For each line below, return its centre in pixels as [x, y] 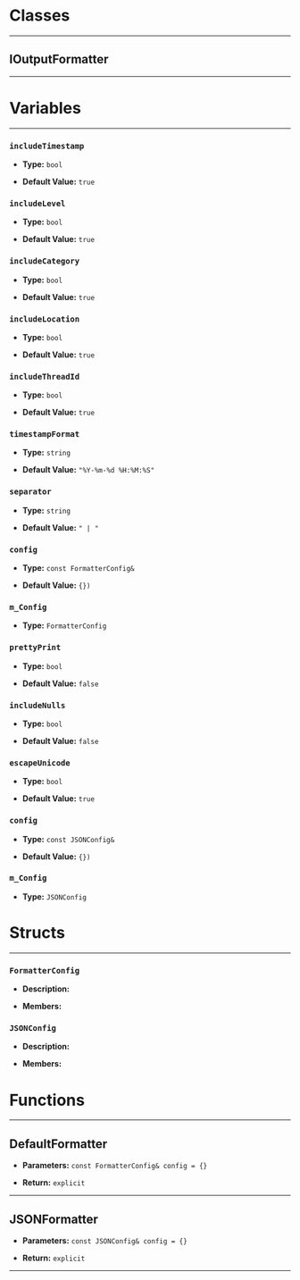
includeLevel [37, 203]
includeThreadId [45, 376]
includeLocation [45, 319]
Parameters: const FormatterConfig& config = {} [115, 1166]
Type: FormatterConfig [64, 625]
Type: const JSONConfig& [68, 839]
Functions [47, 1100]
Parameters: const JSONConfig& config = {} [104, 1240]
